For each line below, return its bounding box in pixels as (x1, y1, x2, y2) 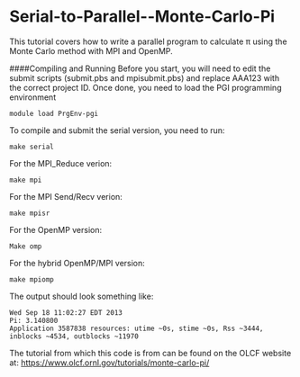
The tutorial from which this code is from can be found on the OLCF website (9, 347, 292, 358)
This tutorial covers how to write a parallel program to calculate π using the (9, 36, 287, 47)
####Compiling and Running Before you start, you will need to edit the (9, 63, 271, 74)
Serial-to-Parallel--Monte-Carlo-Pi (9, 6, 276, 27)
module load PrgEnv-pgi (9, 109, 99, 118)
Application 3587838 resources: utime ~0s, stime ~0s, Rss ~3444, (9, 324, 264, 333)
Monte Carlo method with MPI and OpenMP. (9, 45, 173, 56)
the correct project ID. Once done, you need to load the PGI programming (9, 82, 282, 93)
